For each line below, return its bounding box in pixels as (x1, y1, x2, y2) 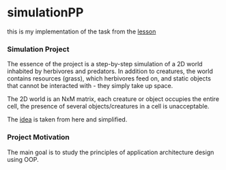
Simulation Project (7, 44, 70, 54)
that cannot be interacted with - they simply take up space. (7, 82, 173, 90)
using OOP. (7, 155, 39, 163)
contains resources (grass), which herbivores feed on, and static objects (7, 74, 212, 83)
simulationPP (7, 5, 84, 20)
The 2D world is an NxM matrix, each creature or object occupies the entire (7, 95, 220, 103)
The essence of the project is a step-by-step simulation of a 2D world (7, 60, 203, 68)
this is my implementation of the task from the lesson (7, 27, 156, 36)
